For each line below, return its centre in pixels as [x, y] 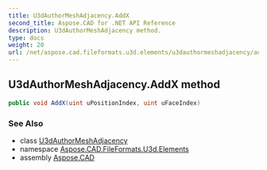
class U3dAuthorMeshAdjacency [74, 141]
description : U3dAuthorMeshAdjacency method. [85, 30]
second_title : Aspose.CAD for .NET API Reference [92, 23]
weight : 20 [26, 45]
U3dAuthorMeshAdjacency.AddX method [114, 85]
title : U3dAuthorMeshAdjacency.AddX [69, 15]
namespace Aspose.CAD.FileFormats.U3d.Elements [104, 149]
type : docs [26, 38]
